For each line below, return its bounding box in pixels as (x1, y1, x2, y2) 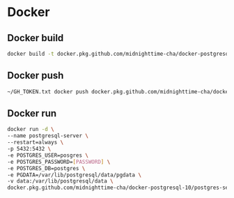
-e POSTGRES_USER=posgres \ (7, 151, 89, 159)
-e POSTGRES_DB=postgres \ (7, 165, 86, 172)
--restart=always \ (7, 139, 64, 146)
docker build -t (7, 50, 54, 57)
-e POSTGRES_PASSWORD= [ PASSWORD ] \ (7, 158, 111, 165)
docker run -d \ (7, 126, 54, 133)
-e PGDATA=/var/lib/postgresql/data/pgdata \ (7, 172, 141, 178)
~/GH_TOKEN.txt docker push (7, 88, 89, 95)
